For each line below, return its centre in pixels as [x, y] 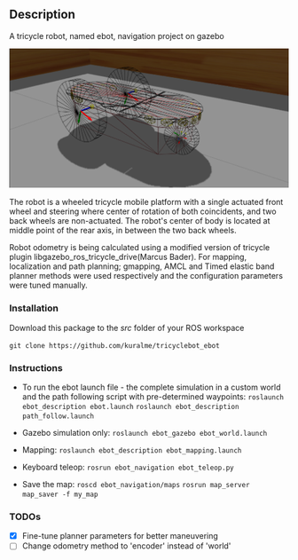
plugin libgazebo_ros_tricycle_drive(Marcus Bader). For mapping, [128, 257]
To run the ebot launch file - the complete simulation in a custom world [151, 387]
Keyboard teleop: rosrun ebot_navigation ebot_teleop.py [128, 467]
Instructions [36, 367]
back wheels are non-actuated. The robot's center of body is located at [140, 221]
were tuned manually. [48, 285]
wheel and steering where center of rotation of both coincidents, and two [143, 211]
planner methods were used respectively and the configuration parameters [146, 276]
